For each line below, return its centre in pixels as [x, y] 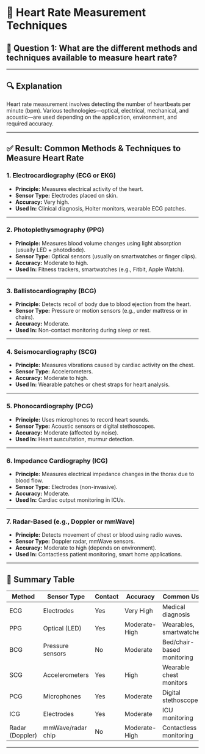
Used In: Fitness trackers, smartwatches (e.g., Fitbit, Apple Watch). [99, 269]
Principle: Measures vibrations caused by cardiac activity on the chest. [105, 365]
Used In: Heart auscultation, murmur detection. [74, 439]
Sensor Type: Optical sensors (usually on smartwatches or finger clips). [106, 256]
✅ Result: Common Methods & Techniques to [94, 148]
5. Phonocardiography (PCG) [50, 406]
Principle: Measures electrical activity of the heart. [79, 188]
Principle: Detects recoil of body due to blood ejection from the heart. [103, 304]
